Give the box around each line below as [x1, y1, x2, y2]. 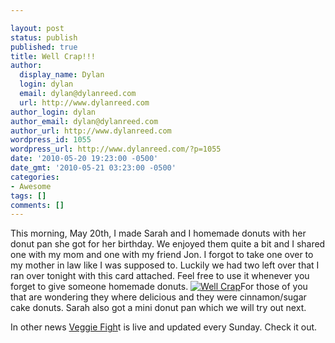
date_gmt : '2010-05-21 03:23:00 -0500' [10, 163, 177, 173]
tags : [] [10, 191, 47, 201]
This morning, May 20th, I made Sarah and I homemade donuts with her [10, 227, 307, 240]
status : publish [10, 32, 78, 43]
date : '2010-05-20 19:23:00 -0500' [10, 154, 159, 164]
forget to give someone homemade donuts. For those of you [10, 281, 308, 293]
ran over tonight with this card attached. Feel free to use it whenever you [10, 270, 310, 282]
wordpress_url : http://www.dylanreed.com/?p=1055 [10, 144, 222, 155]
